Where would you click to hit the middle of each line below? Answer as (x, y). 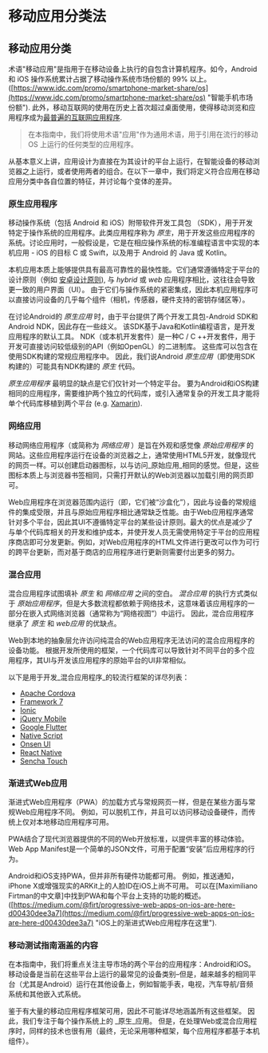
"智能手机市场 (230, 97)
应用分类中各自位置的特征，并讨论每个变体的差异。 (92, 181)
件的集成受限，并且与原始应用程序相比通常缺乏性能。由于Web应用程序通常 (131, 512)
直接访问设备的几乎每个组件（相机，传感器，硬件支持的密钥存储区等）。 (132, 299)
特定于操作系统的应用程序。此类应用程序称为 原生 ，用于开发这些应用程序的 (132, 233)
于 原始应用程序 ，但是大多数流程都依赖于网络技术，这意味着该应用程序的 (128, 603)
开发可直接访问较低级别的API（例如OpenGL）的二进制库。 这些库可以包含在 (133, 346)
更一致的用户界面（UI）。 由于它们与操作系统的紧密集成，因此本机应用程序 (130, 290)
